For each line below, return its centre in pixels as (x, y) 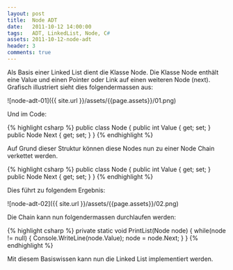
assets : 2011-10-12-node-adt (49, 40)
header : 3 (22, 46)
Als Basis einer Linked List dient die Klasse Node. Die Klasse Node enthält (113, 72)
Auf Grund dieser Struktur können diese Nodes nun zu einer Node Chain (111, 148)
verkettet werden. (32, 156)
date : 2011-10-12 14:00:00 (49, 26)
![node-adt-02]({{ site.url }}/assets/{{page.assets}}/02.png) (93, 203)
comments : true (29, 53)
